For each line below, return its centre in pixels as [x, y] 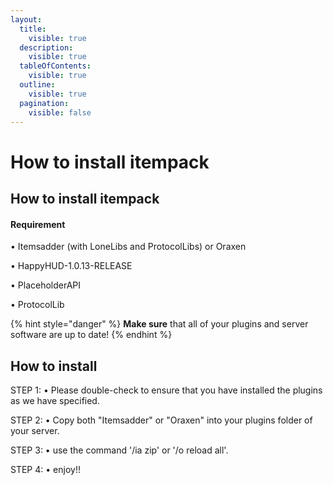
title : [33, 29]
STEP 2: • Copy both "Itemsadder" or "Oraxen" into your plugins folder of [161, 420]
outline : [37, 85]
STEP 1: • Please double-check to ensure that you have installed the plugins [166, 390]
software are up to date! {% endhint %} [91, 335]
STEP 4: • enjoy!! [45, 469]
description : [46, 47]
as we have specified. [55, 400]
